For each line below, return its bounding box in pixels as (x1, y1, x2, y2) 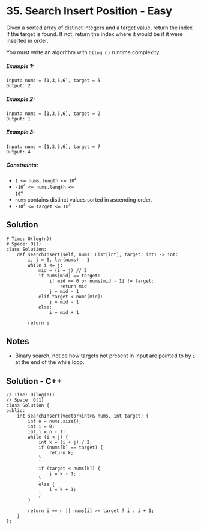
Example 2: (6, 95, 35, 103)
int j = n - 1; (28, 429, 66, 435)
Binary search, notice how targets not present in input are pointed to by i (14, 352, 196, 359)
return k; (49, 450, 74, 456)
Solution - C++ (6, 376, 62, 386)
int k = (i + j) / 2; (38, 439, 93, 446)
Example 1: (6, 62, 34, 70)
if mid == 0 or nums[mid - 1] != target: (49, 278, 154, 284)
